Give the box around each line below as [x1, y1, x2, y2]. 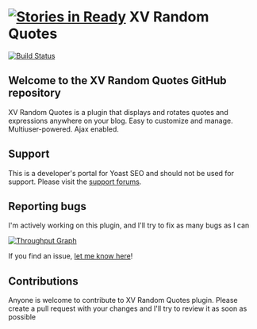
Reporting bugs [8, 199, 87, 213]
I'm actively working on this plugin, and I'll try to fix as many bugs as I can [8, 220, 250, 230]
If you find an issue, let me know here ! [8, 251, 133, 261]
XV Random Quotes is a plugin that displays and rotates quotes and [8, 107, 228, 117]
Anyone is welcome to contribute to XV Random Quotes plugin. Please [8, 296, 238, 305]
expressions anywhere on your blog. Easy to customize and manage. [8, 116, 233, 125]
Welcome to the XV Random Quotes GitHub [8, 74, 228, 87]
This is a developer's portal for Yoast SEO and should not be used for [8, 168, 235, 178]
